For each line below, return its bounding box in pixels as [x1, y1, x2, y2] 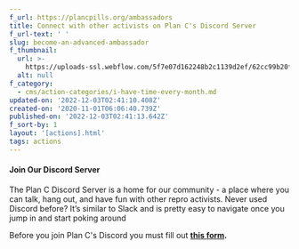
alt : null [17, 71, 53, 80]
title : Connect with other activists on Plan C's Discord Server [9, 21, 256, 30]
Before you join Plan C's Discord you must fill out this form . [9, 229, 228, 240]
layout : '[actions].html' [9, 129, 105, 138]
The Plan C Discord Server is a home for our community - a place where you [9, 184, 290, 195]
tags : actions [9, 137, 62, 146]
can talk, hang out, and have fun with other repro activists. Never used [9, 193, 268, 205]
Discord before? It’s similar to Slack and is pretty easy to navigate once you [9, 203, 285, 213]
